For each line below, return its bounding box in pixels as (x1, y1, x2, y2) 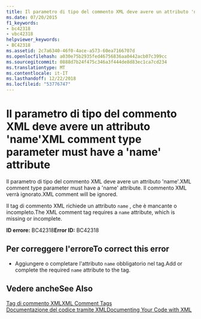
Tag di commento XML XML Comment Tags (6, 299, 112, 306)
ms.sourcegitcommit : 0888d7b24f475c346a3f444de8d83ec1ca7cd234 (6, 59, 167, 65)
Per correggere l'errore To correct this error (6, 244, 169, 254)
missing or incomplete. (6, 215, 63, 222)
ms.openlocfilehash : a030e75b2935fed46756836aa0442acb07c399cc (6, 53, 167, 59)
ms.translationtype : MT (6, 64, 66, 71)
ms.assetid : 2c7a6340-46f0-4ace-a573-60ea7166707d (6, 48, 135, 54)
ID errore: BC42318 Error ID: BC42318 (6, 226, 99, 234)
